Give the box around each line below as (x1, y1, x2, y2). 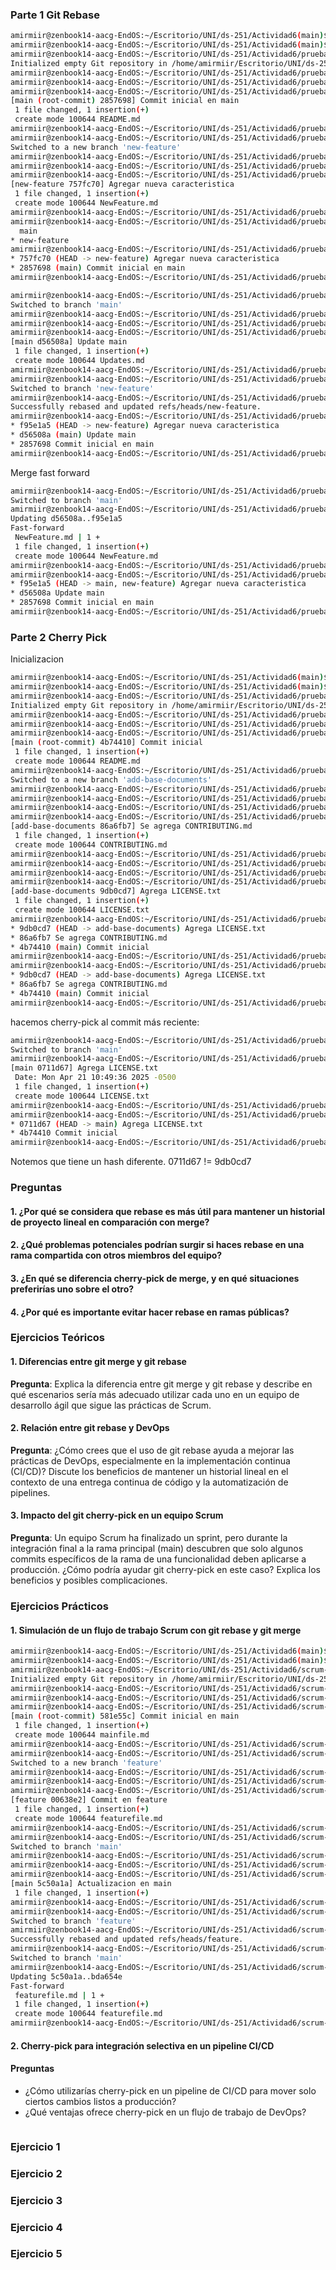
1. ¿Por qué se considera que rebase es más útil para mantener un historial (10, 1205, 325, 1217)
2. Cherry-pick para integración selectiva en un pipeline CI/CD (10, 2039, 275, 2052)
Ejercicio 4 (10, 2220, 63, 2234)
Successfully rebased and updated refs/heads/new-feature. (10, 402, 262, 412)
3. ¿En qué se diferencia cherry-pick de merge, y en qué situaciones (10, 1272, 300, 1284)
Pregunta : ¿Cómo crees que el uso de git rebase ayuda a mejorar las (10, 1444, 295, 1456)
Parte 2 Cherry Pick (10, 630, 108, 644)
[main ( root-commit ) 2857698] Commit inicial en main (10, 96, 240, 106)
